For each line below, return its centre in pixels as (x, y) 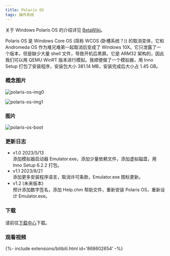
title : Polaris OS (25, 10)
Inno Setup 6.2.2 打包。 (37, 165)
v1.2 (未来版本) (28, 183)
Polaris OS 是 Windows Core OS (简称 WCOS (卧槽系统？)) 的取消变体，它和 (85, 41)
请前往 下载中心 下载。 (27, 222)
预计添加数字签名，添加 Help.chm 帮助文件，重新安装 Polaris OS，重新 (87, 190)
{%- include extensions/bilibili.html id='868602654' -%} (64, 248)
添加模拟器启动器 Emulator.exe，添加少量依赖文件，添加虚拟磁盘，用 (84, 159)
